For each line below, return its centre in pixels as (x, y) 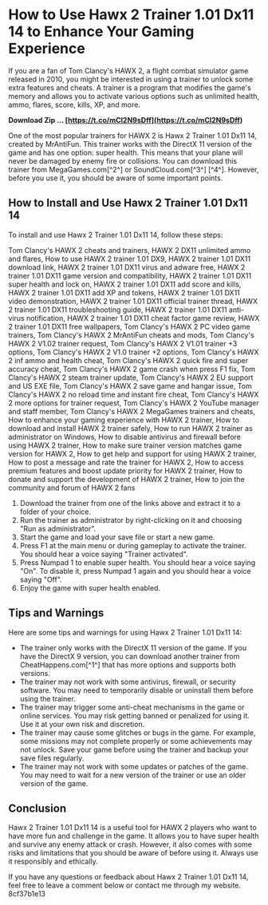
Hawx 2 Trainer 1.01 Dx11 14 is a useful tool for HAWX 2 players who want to (132, 828)
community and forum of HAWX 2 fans (72, 488)
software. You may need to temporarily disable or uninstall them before (136, 690)
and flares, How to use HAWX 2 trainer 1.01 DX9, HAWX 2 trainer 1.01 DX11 (130, 259)
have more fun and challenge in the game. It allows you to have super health (134, 836)
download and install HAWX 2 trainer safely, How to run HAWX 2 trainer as (130, 428)
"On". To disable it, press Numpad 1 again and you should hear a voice (135, 571)
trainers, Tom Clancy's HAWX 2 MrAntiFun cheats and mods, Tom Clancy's (132, 335)
